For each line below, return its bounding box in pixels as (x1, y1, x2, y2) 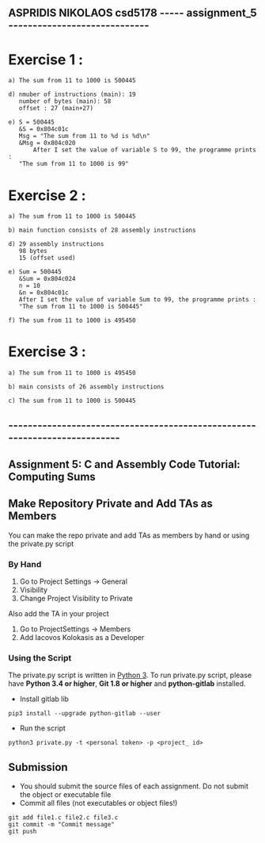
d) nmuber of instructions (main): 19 (8, 90, 136, 98)
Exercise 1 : (8, 51, 84, 68)
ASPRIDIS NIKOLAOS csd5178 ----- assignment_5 (8, 6, 257, 20)
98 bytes (18, 247, 47, 255)
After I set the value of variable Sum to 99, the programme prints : (18, 296, 257, 304)
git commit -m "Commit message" (8, 821, 115, 829)
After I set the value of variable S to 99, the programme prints (32, 146, 257, 154)
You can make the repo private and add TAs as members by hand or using (8, 531, 250, 540)
